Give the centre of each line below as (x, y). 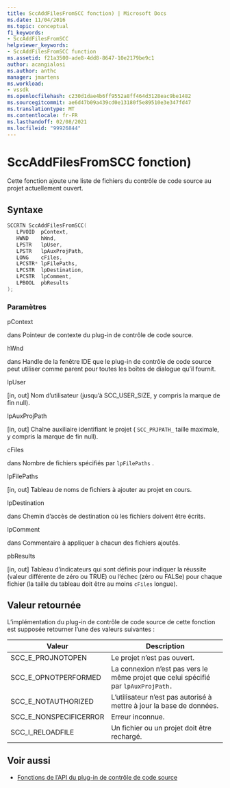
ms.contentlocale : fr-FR (42, 115)
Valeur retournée (44, 605)
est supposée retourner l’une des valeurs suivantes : (81, 629)
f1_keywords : (26, 33)
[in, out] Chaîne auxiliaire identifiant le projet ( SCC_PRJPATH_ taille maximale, (113, 430)
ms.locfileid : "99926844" (44, 128)
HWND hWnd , (36, 238)
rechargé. (126, 736)
